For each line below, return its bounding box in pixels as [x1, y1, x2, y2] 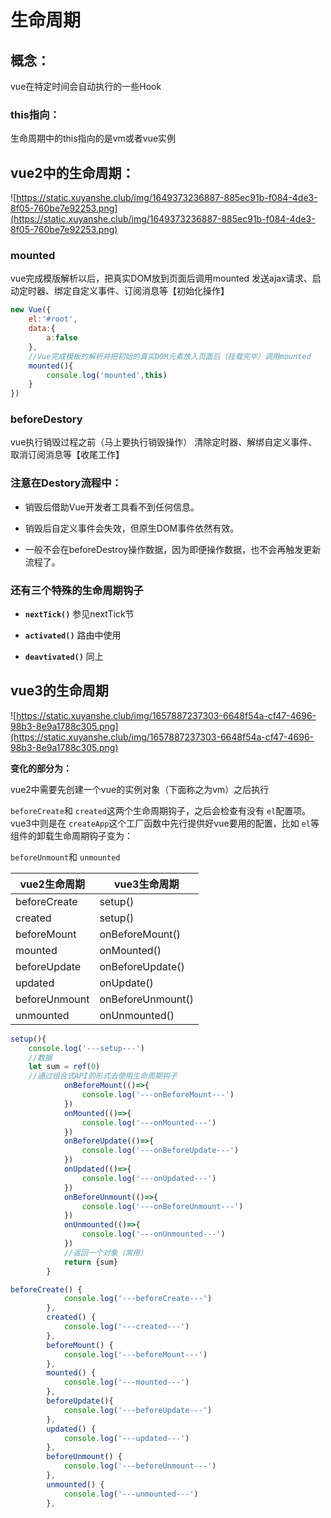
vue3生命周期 [113, 877, 180, 891]
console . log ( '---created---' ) [63, 1322, 190, 1332]
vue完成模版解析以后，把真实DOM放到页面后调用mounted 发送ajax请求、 [10, 272, 313, 285]
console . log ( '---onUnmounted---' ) [81, 1229, 226, 1240]
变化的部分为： [10, 762, 72, 774]
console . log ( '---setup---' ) [28, 1043, 145, 1053]
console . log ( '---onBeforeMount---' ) [81, 1090, 235, 1100]
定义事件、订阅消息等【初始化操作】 [79, 285, 230, 297]
